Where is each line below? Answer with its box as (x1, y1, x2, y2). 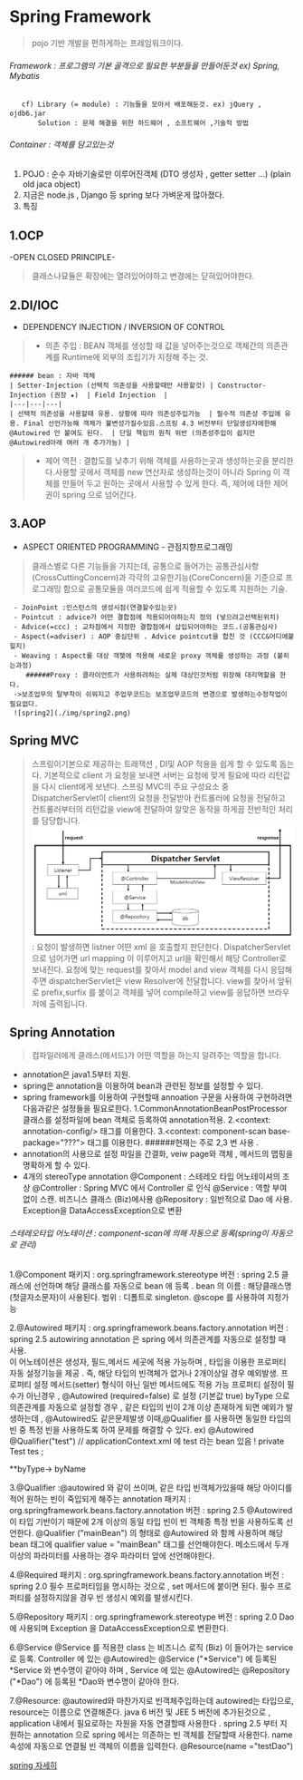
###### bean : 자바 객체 (9, 371, 96, 380)
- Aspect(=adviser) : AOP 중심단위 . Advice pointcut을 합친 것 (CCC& (13, 632, 270, 641)
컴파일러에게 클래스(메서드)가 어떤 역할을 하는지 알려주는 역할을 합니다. (31, 1050, 282, 1061)
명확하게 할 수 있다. (22, 1160, 90, 1171)
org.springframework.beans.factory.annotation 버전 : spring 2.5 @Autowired (9, 1504, 293, 1515)
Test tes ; (9, 1445, 44, 1456)
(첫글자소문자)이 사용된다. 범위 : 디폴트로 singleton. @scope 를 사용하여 (9, 1291, 265, 1302)
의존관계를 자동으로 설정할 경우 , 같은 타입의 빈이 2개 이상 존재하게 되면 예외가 (9, 1401, 284, 1412)
